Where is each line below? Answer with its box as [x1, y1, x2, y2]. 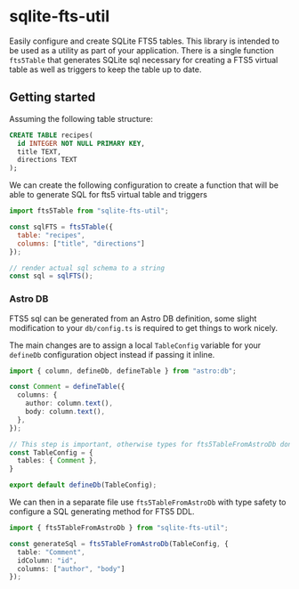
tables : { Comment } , [17, 456, 98, 465]
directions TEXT [17, 156, 77, 165]
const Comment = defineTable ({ [9, 383, 125, 391]
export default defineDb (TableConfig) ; [9, 480, 158, 490]
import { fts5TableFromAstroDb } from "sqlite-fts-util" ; [9, 523, 229, 533]
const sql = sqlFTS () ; [9, 271, 93, 281]
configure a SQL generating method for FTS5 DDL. [9, 506, 195, 517]
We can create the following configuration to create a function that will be [9, 180, 279, 190]
